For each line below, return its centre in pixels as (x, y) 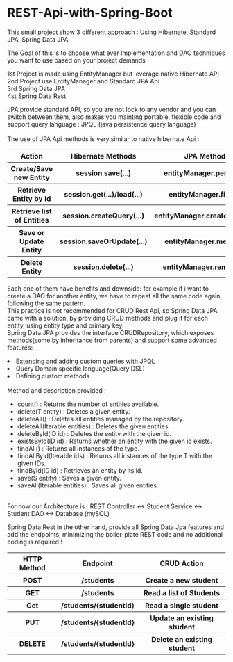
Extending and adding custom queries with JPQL (86, 361)
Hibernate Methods (103, 156)
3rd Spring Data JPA (36, 88)
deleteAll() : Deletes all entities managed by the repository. (101, 419)
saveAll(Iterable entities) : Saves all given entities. (88, 485)
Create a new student (182, 580)
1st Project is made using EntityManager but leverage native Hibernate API (113, 74)
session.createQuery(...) (103, 216)
